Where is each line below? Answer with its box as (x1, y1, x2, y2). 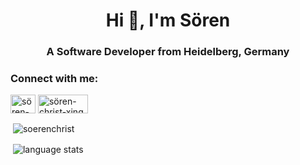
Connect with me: (10, 72, 99, 86)
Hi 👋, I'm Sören (105, 9, 231, 32)
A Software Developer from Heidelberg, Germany (46, 45, 290, 59)
